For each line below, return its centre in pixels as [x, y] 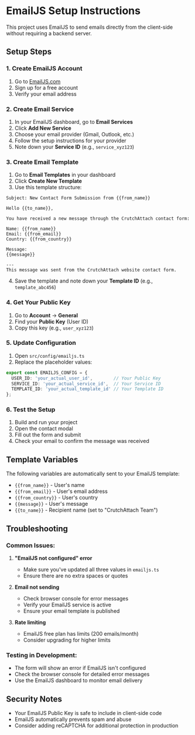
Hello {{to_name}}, [30, 209]
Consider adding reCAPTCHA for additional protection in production [96, 726]
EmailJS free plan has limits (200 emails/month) [81, 633]
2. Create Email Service [40, 109]
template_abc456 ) [35, 287]
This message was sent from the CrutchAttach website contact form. [91, 270]
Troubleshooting [37, 528]
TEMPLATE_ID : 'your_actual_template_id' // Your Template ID [88, 389]
